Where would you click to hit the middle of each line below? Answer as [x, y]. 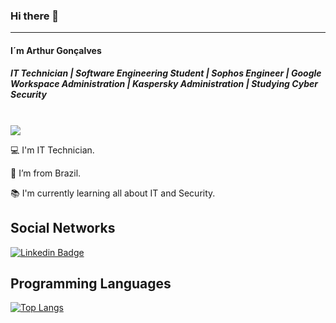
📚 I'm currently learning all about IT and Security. [113, 193]
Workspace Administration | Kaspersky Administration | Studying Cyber [164, 84]
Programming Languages [91, 284]
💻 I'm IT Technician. [52, 150]
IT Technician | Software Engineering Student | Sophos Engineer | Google [166, 73]
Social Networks [63, 228]
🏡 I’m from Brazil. [46, 173]
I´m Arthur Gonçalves [56, 50]
